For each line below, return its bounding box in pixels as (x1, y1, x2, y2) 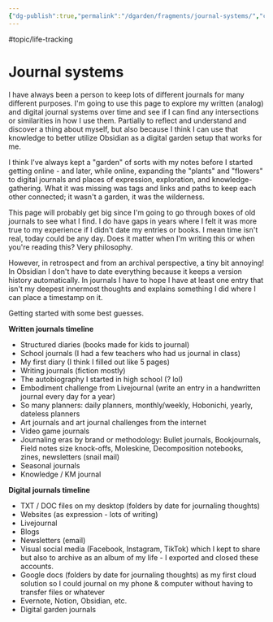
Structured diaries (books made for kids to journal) (19, 339, 190, 350)
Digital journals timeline (8, 485, 91, 494)
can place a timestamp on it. (8, 292, 103, 302)
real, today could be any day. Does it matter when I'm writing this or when (8, 233, 255, 243)
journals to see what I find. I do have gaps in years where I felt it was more (8, 216, 258, 226)
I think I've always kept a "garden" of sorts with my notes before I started (8, 157, 253, 167)
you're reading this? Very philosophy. (8, 241, 133, 252)
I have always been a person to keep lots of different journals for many (8, 89, 245, 99)
